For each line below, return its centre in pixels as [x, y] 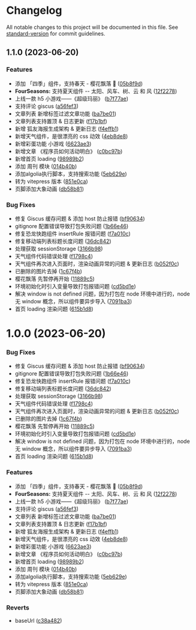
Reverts [18, 607]
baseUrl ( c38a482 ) [38, 621]
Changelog [34, 11]
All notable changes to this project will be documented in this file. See [92, 27]
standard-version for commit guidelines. [56, 33]
